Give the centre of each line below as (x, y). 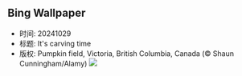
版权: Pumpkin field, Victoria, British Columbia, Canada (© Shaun (127, 53)
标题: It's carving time (55, 43)
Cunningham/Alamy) (53, 63)
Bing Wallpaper (47, 13)
